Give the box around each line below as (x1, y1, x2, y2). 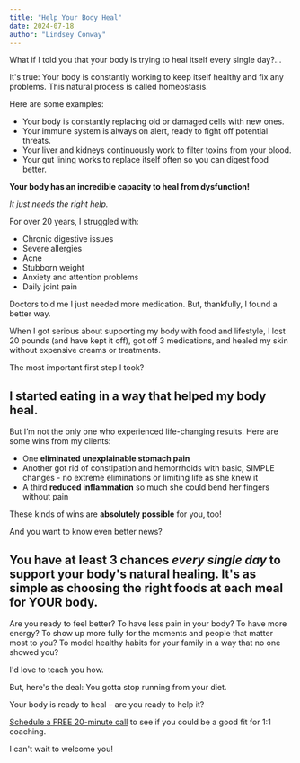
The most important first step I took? (9, 362, 145, 373)
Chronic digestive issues (22, 234, 114, 244)
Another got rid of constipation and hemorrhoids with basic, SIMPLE (22, 463, 276, 474)
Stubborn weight (22, 262, 85, 273)
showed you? (9, 647, 59, 657)
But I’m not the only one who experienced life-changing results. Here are (9, 426, 278, 437)
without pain (22, 492, 69, 502)
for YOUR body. (9, 594, 99, 609)
